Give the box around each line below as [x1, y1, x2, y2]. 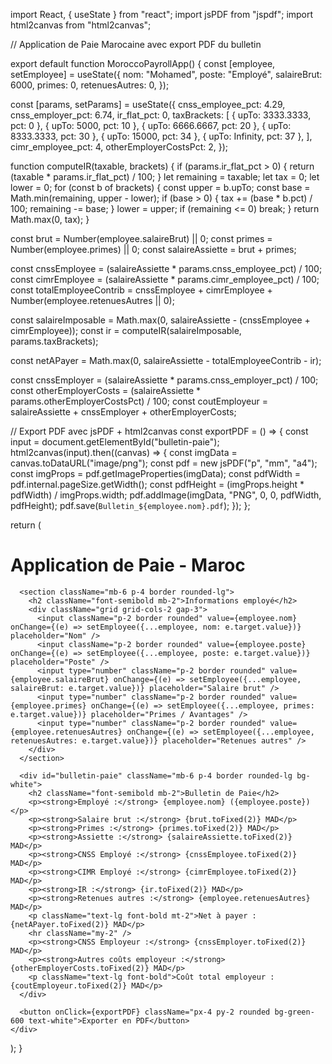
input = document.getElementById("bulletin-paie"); [10, 436, 220, 448]
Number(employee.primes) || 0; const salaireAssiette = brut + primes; [10, 244, 297, 255]
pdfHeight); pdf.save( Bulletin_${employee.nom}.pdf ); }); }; [10, 500, 251, 511]
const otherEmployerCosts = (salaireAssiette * [10, 385, 202, 396]
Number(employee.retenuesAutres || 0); [10, 295, 175, 306]
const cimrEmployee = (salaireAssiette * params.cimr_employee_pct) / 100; [10, 274, 320, 285]
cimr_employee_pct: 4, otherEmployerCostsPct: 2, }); [10, 141, 229, 153]
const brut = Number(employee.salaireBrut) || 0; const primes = [10, 233, 273, 244]
